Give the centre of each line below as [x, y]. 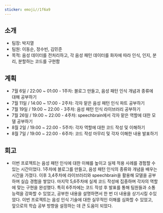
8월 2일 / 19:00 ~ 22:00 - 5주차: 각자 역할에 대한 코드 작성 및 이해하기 [78, 128]
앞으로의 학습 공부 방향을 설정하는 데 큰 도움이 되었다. [62, 206]
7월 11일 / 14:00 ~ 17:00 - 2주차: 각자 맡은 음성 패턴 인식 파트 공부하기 [78, 103]
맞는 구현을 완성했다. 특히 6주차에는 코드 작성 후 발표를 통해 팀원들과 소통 [86, 188]
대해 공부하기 [24, 97]
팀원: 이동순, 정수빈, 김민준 [37, 49]
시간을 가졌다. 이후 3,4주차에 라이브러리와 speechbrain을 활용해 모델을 [79, 175]
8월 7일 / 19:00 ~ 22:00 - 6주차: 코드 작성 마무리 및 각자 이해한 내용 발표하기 [85, 134]
